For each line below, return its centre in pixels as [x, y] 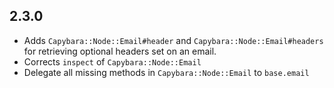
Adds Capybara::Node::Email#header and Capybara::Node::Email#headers [173, 40]
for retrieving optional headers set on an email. [120, 51]
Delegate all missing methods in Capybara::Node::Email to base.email [166, 72]
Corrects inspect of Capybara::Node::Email [112, 61]
